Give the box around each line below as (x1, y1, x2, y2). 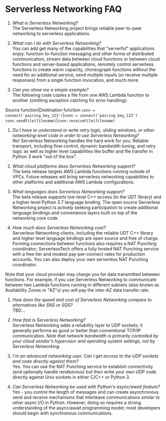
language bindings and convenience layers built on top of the (12, 210, 138, 216)
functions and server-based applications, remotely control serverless (12, 61, 154, 67)
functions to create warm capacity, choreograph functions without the (12, 66, 156, 73)
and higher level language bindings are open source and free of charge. (12, 235, 160, 241)
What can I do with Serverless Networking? (12, 40, 102, 46)
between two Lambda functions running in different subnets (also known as (5, 282, 160, 288)
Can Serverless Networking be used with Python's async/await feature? (12, 384, 160, 390)
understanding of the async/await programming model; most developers (12, 405, 161, 411)
